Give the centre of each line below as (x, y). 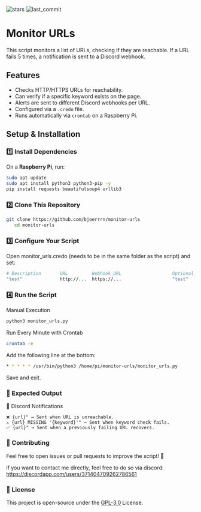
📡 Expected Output (34, 393)
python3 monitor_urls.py (37, 321)
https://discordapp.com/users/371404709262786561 (72, 474)
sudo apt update (26, 178)
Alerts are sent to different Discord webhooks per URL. (83, 103)
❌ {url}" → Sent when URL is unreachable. (60, 417)
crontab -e (20, 344)
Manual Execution (28, 310)
